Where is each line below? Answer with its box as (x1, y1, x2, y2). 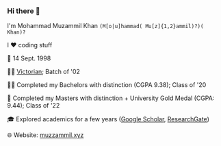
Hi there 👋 (7, 6, 41, 16)
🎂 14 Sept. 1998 (7, 54, 51, 62)
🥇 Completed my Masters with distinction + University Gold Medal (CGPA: (7, 94, 215, 102)
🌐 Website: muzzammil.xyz (7, 131, 84, 139)
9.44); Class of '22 (7, 101, 60, 110)
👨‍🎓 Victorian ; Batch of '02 (7, 68, 81, 76)
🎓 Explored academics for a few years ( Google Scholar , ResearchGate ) (7, 115, 210, 123)
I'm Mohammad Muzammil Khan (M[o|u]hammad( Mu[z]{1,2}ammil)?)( (7, 22, 204, 30)
